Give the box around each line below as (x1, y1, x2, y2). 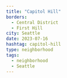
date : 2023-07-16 (6, 36, 48, 42)
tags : (6, 52, 19, 58)
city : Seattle (6, 30, 41, 36)
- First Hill (11, 25, 43, 31)
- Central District (11, 19, 59, 25)
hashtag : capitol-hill (6, 42, 61, 48)
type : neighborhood (6, 47, 54, 53)
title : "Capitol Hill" (6, 8, 61, 15)
